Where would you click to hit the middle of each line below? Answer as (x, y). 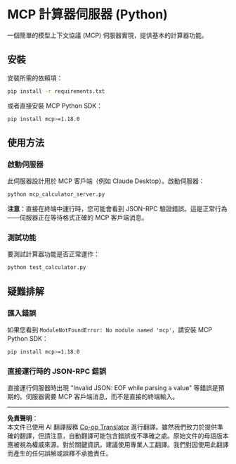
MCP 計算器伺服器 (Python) (88, 14)
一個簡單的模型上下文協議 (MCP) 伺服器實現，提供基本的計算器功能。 (107, 35)
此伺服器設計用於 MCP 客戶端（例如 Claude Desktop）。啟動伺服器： (106, 181)
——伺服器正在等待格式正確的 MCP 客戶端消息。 (78, 218)
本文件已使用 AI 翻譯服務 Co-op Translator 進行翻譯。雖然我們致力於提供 (112, 427)
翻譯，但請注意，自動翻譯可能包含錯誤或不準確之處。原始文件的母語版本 (124, 436)
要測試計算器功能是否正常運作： (53, 254)
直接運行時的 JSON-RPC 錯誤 (57, 371)
